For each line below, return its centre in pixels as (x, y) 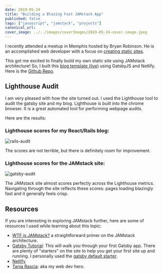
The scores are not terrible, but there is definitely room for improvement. (78, 151)
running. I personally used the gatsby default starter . (65, 256)
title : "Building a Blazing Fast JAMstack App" (54, 14)
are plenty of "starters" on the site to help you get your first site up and (83, 251)
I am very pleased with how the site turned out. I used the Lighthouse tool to (81, 98)
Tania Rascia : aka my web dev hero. (48, 267)
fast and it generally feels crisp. (37, 194)
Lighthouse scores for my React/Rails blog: (57, 131)
